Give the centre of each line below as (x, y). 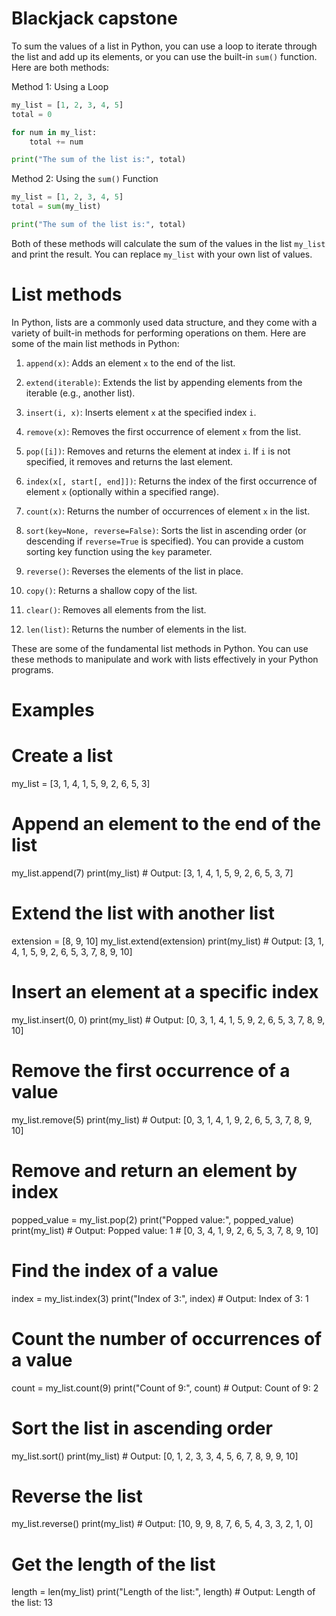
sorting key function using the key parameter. (119, 551)
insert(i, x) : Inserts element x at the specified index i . (141, 412)
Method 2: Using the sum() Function (85, 179)
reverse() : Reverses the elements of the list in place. (134, 571)
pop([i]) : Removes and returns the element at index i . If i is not (158, 451)
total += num (56, 142)
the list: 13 (32, 1603)
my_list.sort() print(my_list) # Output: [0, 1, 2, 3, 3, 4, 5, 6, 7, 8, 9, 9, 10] (155, 1456)
